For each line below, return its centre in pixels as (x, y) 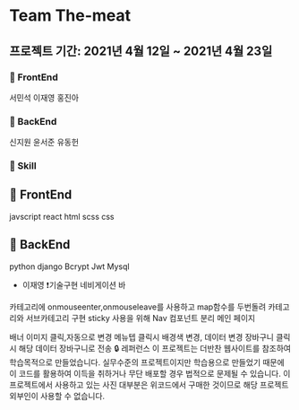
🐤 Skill (23, 166)
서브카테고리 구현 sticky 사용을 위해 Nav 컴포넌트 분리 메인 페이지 (141, 318)
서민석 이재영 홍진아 (44, 97)
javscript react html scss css (62, 216)
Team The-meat (70, 16)
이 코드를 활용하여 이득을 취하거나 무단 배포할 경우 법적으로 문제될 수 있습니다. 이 (150, 373)
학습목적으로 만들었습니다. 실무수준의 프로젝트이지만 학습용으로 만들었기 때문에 (147, 362)
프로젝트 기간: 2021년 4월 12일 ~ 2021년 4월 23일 (141, 51)
